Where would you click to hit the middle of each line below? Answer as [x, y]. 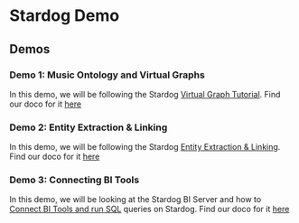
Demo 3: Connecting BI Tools [75, 180]
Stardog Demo [65, 16]
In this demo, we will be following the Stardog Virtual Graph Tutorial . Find [145, 94]
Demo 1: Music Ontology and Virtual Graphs [107, 75]
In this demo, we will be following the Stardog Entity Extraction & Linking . [145, 147]
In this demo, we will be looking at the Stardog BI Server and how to [135, 200]
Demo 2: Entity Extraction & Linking [89, 127]
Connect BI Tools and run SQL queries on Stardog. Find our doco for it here [149, 209]
